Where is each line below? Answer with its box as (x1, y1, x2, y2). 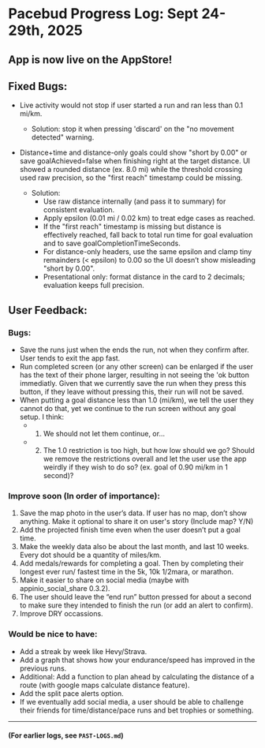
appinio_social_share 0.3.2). (19, 584, 110, 593)
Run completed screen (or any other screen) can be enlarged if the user (19, 362, 254, 372)
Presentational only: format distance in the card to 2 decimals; (43, 272, 245, 282)
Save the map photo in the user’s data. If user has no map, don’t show (19, 508, 247, 518)
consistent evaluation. (43, 205, 115, 215)
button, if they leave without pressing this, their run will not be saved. (19, 387, 244, 397)
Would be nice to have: (8, 629, 98, 640)
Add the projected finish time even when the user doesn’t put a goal (19, 525, 241, 535)
